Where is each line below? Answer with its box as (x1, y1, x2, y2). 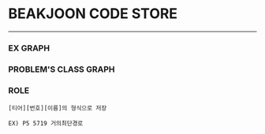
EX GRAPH (8, 43, 50, 54)
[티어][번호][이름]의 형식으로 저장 (8, 104, 107, 113)
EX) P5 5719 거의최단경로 (8, 120, 84, 128)
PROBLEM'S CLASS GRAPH (8, 64, 116, 75)
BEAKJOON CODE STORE (8, 5, 178, 23)
